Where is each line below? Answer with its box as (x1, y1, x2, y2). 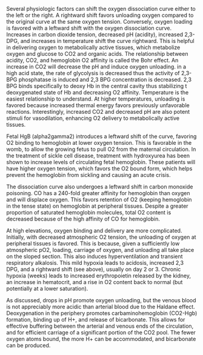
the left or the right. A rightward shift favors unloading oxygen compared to (6, 12, 194, 19)
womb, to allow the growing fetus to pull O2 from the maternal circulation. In (6, 145, 196, 153)
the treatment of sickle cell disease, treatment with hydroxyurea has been (6, 152, 190, 159)
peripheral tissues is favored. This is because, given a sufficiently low (6, 240, 180, 247)
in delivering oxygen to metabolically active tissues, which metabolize (6, 44, 181, 51)
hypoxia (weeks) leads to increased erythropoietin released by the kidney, (6, 272, 191, 279)
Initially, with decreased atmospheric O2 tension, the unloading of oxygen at (6, 233, 196, 241)
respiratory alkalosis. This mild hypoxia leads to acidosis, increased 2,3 (6, 259, 184, 266)
